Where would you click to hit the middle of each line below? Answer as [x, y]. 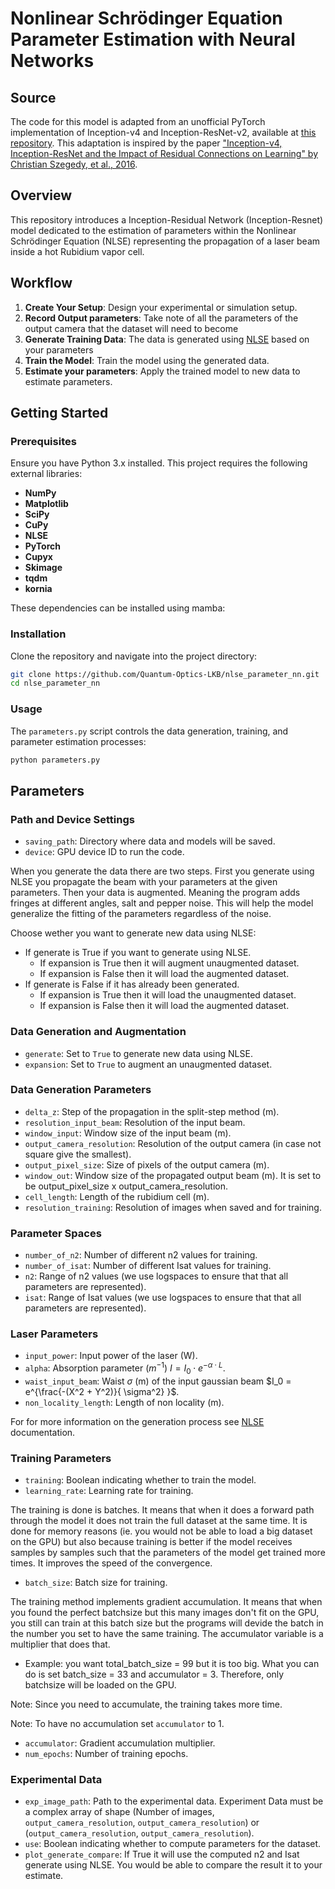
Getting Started [59, 413]
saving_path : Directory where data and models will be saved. [150, 841]
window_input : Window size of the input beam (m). [128, 1133]
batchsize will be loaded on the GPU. [100, 1685]
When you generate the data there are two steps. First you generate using [162, 871]
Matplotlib [46, 504]
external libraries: [46, 474]
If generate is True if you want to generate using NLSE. [138, 953]
